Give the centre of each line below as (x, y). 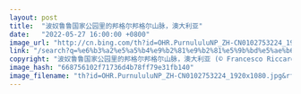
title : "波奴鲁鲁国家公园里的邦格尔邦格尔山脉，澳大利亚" (106, 26)
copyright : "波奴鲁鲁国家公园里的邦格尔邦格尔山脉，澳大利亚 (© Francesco (136, 59)
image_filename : (39, 76)
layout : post (34, 17)
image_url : (30, 43)
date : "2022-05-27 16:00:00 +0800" (80, 34)
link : (19, 51)
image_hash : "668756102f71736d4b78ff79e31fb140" (102, 68)
